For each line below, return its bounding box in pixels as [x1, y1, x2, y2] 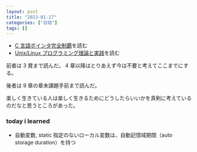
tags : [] [6, 25, 28, 31]
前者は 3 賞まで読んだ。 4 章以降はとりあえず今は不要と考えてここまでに [6, 62, 184, 69]
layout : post [6, 8, 38, 15]
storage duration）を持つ [14, 138, 76, 145]
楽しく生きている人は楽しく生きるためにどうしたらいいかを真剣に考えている [6, 95, 192, 102]
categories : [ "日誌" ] [6, 20, 58, 25]
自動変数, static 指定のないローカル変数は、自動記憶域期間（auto [14, 131, 173, 138]
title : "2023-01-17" [6, 14, 57, 20]
